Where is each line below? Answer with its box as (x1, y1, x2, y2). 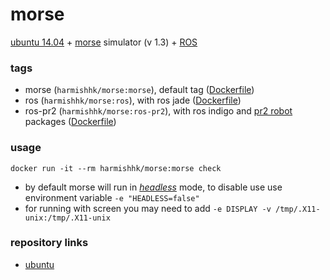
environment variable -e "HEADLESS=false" (24, 191, 200, 203)
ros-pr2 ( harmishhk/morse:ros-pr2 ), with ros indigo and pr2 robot (24, 105, 293, 117)
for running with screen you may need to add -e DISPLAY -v (24, 202, 272, 214)
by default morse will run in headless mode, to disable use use (24, 181, 283, 193)
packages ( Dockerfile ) (24, 116, 117, 128)
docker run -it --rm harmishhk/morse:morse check (10, 163, 222, 173)
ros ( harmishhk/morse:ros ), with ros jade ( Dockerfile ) (24, 94, 242, 107)
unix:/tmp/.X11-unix (24, 213, 111, 223)
